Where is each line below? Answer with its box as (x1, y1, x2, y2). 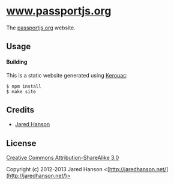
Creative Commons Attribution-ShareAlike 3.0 (6, 154, 119, 162)
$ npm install (6, 83, 42, 89)
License (6, 138, 37, 148)
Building (6, 58, 28, 65)
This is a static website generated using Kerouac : (6, 71, 128, 79)
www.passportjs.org (6, 4, 112, 18)
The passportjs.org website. (6, 24, 76, 31)
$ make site (6, 88, 36, 94)
